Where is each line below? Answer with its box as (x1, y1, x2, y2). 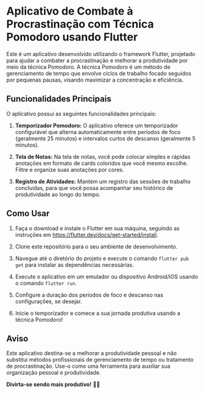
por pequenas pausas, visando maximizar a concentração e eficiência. (6, 76, 184, 83)
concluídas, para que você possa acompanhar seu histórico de (15, 184, 174, 191)
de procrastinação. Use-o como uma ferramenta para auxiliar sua (6, 362, 171, 370)
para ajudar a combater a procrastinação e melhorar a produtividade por (6, 57, 188, 64)
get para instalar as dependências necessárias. (15, 261, 134, 269)
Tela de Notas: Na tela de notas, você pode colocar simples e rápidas (15, 153, 191, 160)
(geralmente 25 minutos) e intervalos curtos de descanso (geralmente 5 (15, 135, 196, 142)
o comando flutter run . (15, 279, 77, 287)
